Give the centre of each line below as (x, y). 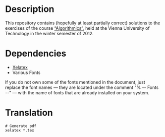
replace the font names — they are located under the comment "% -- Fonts (82, 87)
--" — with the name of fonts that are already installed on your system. (77, 92)
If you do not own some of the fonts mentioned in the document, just (75, 82)
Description (30, 9)
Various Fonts (26, 72)
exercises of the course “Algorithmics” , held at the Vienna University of (78, 28)
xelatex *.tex (20, 130)
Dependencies (36, 54)
